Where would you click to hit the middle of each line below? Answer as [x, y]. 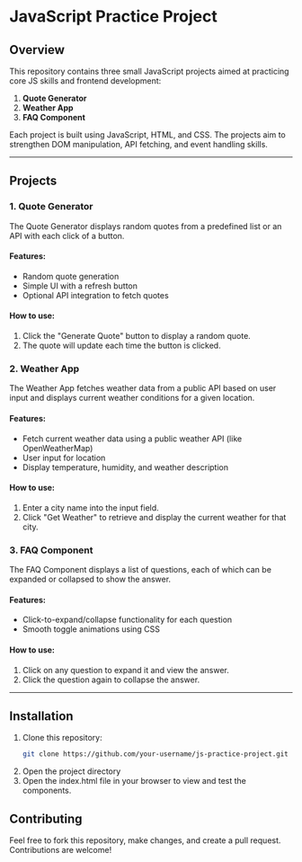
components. [47, 791]
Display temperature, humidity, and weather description [125, 467]
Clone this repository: [62, 738]
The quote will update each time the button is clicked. [122, 346]
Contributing [46, 818]
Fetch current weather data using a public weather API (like [132, 439]
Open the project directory [71, 771]
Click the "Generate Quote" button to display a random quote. [137, 336]
